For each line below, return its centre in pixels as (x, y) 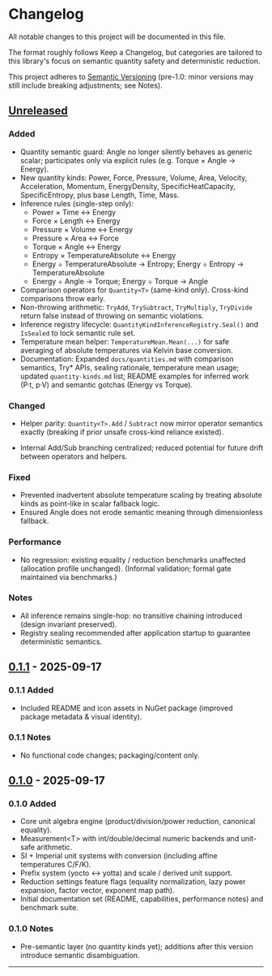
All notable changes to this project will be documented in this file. (117, 37)
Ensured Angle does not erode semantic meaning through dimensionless (141, 512)
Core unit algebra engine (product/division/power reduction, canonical (138, 822)
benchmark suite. (49, 908)
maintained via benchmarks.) (68, 577)
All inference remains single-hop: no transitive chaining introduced (131, 615)
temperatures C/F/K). (55, 865)
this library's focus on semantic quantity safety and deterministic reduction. (134, 61)
